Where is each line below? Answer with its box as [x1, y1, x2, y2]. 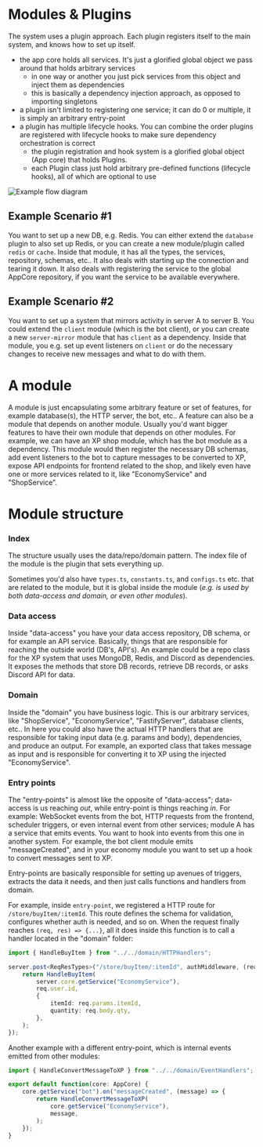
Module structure [8, 504, 124, 523]
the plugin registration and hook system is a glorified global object [31, 147, 245, 156]
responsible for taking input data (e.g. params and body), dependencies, [8, 732, 243, 742]
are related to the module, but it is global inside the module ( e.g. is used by [8, 582, 249, 592]
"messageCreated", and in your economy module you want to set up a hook [8, 845, 253, 854]
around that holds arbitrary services [19, 63, 135, 72]
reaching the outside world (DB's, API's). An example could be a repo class [8, 645, 250, 654]
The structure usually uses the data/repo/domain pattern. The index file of [8, 551, 247, 560]
